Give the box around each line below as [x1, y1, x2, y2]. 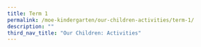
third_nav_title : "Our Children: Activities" [7, 29, 141, 37]
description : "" [7, 23, 54, 30]
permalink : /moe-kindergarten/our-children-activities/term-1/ [7, 17, 195, 23]
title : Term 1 [7, 10, 49, 17]
